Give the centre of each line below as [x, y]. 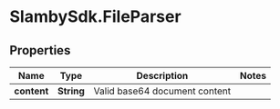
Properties [40, 50]
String [71, 91]
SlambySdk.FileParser [95, 17]
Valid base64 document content [162, 91]
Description [162, 76]
